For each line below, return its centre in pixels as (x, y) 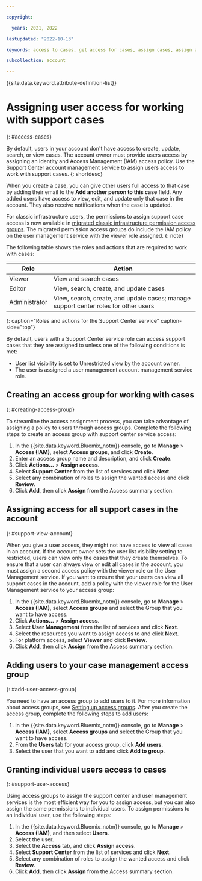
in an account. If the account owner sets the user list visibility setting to (94, 551)
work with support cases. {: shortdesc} (55, 174)
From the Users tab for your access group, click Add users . (89, 744)
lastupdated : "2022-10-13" (40, 39)
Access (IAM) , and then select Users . (62, 833)
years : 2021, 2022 (35, 28)
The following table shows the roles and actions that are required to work (97, 247)
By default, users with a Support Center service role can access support (96, 339)
